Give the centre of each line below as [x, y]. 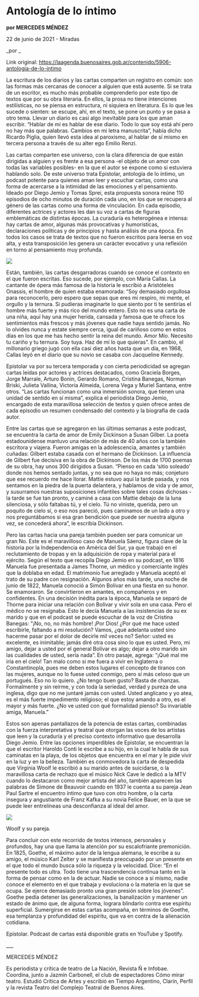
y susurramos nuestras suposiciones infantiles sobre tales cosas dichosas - [99, 491]
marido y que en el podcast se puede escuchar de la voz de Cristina [90, 617]
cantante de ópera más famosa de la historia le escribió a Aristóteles [90, 285]
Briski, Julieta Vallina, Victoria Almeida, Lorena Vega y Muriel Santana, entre [99, 385]
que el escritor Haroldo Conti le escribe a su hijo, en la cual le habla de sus [97, 749]
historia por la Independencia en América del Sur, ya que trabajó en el [91, 547]
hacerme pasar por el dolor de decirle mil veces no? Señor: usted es [90, 636]
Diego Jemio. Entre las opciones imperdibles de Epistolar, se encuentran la [97, 742]
